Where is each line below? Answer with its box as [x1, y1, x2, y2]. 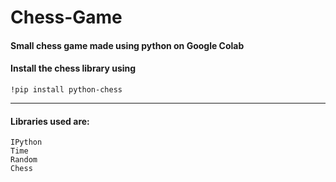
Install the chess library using [10, 62, 137, 75]
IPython [10, 137, 43, 148]
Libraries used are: [10, 115, 90, 127]
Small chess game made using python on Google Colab [10, 39, 245, 51]
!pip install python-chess [10, 84, 123, 95]
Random [10, 155, 38, 165]
